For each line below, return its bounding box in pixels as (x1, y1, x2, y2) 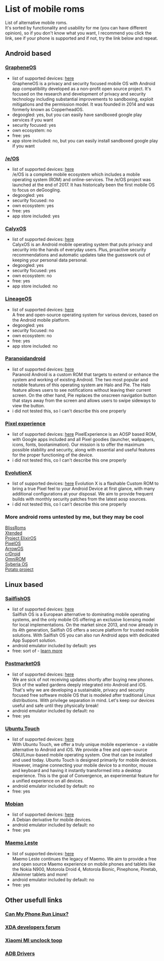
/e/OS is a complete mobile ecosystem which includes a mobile (12, 171, 141, 177)
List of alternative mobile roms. (5, 20, 68, 25)
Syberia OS (5, 561, 28, 567)
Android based (5, 49, 51, 58)
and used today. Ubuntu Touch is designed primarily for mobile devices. (12, 757, 158, 763)
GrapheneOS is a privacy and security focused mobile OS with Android (12, 80, 156, 86)
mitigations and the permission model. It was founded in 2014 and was (12, 101, 155, 107)
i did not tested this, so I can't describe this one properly (12, 408, 126, 414)
